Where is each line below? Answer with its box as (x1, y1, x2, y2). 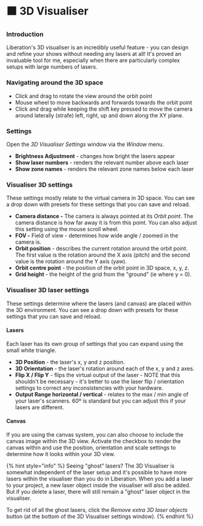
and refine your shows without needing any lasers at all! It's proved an (6, 50, 182, 58)
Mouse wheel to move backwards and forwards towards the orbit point (15, 99, 193, 106)
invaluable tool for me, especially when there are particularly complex (6, 57, 180, 64)
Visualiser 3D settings (6, 181, 73, 189)
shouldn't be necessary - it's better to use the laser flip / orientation (15, 378, 185, 385)
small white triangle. (6, 347, 56, 354)
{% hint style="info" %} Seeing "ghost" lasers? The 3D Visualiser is (6, 462, 175, 469)
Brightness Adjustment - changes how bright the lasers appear (15, 153, 175, 160)
